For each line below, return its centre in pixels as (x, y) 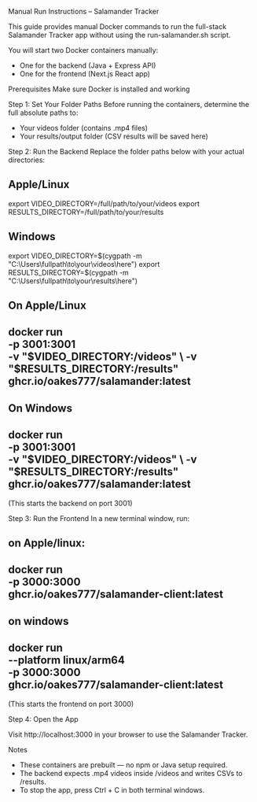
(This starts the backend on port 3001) (70, 503)
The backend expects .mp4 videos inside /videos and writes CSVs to (131, 773)
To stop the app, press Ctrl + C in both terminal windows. (112, 789)
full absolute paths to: (43, 113)
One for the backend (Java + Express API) (88, 65)
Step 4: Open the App (43, 719)
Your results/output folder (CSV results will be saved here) (114, 136)
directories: (27, 160)
